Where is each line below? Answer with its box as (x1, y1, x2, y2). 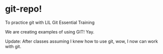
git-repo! (5, 3, 42, 15)
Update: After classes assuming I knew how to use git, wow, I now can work (5, 38, 158, 44)
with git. (5, 43, 22, 49)
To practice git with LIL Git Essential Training (5, 19, 95, 25)
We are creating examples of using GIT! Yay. (5, 29, 94, 35)
